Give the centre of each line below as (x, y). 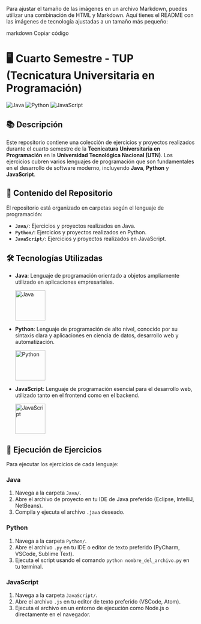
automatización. (35, 342)
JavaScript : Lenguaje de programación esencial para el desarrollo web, (103, 389)
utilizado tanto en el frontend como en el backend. (77, 395)
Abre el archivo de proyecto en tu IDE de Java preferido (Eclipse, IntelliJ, (104, 499)
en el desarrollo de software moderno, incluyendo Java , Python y (88, 167)
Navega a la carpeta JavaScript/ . (56, 595)
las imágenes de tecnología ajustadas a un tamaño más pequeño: (87, 21)
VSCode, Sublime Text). (44, 554)
